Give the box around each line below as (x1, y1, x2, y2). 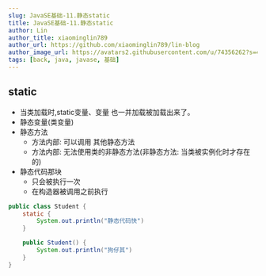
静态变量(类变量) (19, 117, 74, 127)
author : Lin (8, 26, 47, 34)
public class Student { (8, 202, 87, 210)
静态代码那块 (19, 167, 62, 176)
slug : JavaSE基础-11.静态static (8, 11, 111, 20)
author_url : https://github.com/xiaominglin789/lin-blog (8, 41, 200, 49)
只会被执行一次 (31, 176, 81, 186)
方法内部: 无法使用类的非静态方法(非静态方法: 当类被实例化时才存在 (31, 147, 251, 156)
